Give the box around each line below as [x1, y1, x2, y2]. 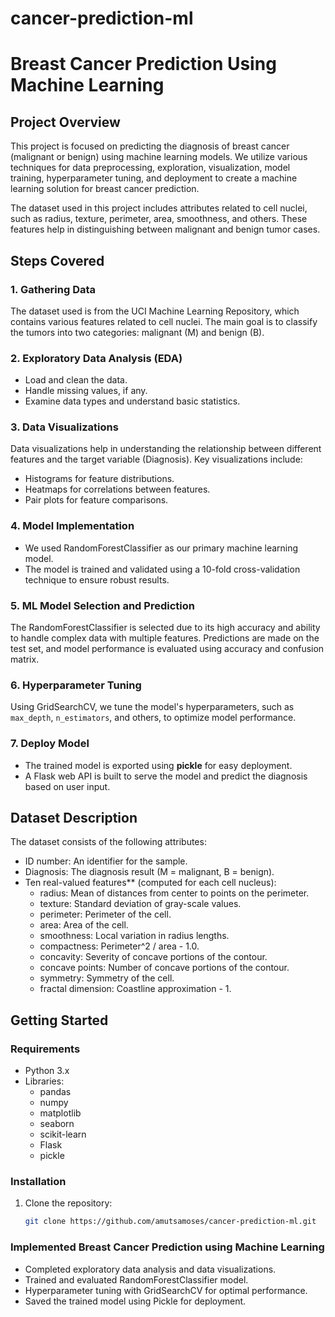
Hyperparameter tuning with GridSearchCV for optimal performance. [24, 1284, 308, 1296]
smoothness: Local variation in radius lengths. [39, 930, 230, 942]
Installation [10, 1175, 67, 1189]
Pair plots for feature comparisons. [24, 494, 169, 506]
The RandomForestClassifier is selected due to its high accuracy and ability [10, 622, 321, 634]
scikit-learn [39, 1128, 87, 1141]
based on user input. [24, 780, 111, 792]
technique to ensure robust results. [24, 573, 170, 586]
